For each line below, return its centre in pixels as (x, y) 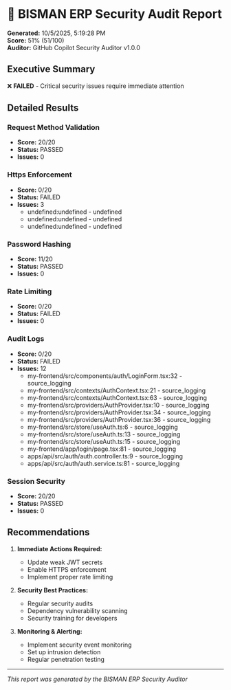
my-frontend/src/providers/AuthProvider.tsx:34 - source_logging (119, 412)
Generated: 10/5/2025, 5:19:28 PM (56, 33)
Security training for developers (72, 618)
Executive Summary (51, 69)
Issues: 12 (32, 368)
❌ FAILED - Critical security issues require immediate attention (96, 86)
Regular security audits (60, 603)
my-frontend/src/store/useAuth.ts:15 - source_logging (104, 441)
